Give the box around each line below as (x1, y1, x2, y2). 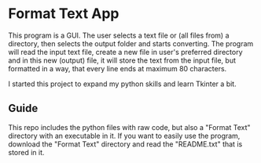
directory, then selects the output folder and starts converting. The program (8, 38, 254, 48)
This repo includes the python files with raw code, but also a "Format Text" (8, 122, 251, 132)
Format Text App (8, 5, 119, 23)
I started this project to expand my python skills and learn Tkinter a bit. (8, 79, 237, 89)
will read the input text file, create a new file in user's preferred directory (8, 47, 243, 56)
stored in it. (8, 147, 45, 157)
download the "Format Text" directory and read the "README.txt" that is (8, 139, 243, 149)
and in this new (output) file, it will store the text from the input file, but (8, 56, 237, 65)
